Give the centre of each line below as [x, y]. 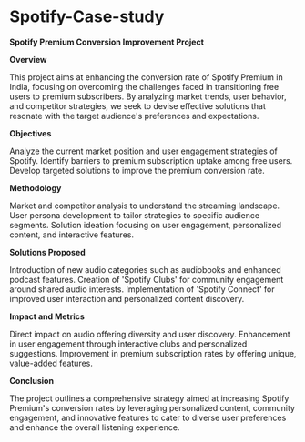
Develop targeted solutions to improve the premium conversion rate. [137, 170]
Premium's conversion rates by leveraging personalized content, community [152, 407]
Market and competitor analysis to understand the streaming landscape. [145, 206]
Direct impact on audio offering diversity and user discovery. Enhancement [150, 334]
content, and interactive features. [72, 235]
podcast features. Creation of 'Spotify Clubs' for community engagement [147, 279]
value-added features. [51, 363]
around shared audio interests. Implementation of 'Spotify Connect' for [142, 289]
